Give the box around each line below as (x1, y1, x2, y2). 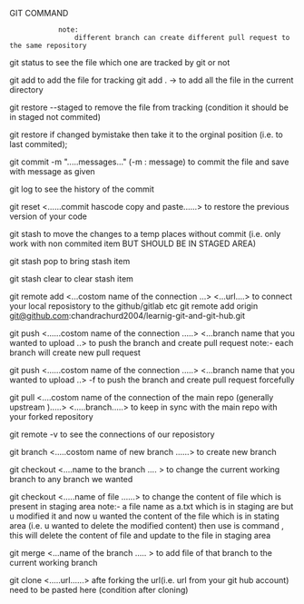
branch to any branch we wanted (9, 474, 133, 484)
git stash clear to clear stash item (9, 273, 134, 284)
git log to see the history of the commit (9, 183, 154, 194)
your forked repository (9, 411, 93, 421)
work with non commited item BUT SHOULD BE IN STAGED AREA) (9, 238, 257, 249)
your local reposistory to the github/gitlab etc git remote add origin (9, 301, 259, 312)
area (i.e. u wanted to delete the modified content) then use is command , (9, 520, 284, 530)
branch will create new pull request (9, 347, 141, 358)
